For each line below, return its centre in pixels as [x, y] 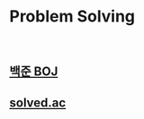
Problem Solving [72, 17]
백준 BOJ [34, 72]
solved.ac [38, 102]
